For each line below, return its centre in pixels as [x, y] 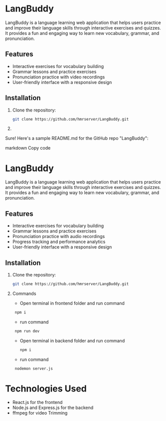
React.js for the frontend [37, 402]
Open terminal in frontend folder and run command [72, 303]
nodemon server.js [34, 368]
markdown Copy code [28, 148]
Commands [24, 293]
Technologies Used [46, 388]
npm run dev [27, 331]
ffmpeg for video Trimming [40, 413]
